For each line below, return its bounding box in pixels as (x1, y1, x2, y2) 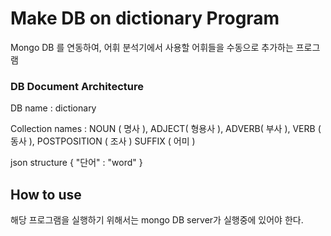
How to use (10, 186, 82, 203)
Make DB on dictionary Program (10, 7, 280, 30)
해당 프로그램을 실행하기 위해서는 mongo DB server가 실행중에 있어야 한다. (10, 214, 304, 226)
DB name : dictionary (10, 102, 97, 114)
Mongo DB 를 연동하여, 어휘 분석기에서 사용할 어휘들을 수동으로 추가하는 (10, 41, 294, 53)
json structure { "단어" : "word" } (10, 157, 143, 169)
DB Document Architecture (10, 79, 144, 93)
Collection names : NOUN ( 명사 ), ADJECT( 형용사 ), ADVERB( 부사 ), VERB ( (10, 123, 322, 135)
